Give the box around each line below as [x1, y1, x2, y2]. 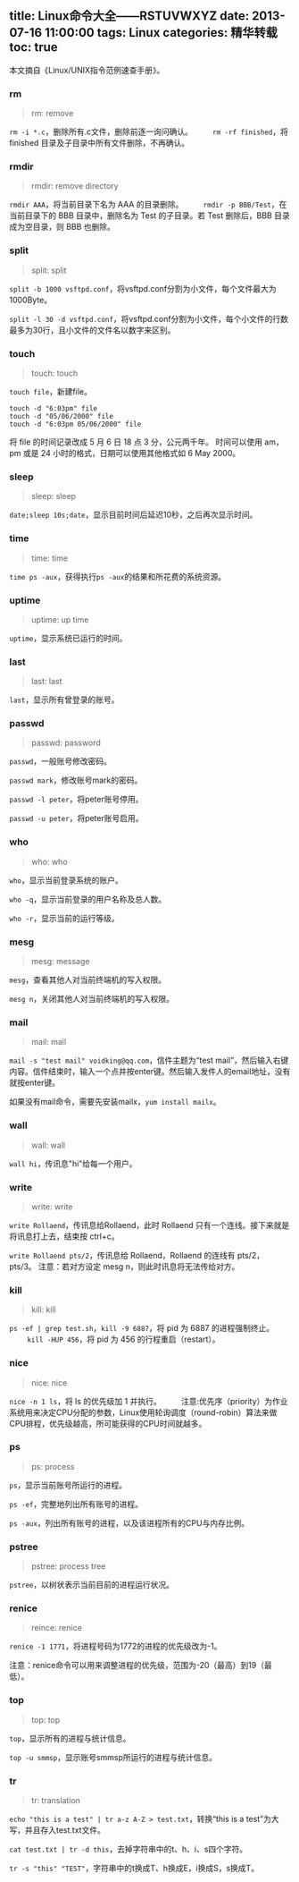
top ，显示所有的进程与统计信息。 [9, 1733, 131, 1743]
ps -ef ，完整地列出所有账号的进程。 [9, 1498, 143, 1509]
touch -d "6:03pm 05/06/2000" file [9, 420, 142, 428]
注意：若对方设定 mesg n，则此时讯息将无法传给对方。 [38, 1260, 240, 1272]
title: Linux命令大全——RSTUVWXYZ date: [9, 8, 250, 24]
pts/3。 [9, 1260, 37, 1272]
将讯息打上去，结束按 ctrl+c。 [9, 1231, 120, 1242]
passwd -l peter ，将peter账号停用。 [9, 794, 145, 805]
